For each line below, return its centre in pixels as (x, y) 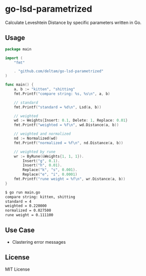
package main (18, 49)
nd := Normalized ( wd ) (36, 138)
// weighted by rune (35, 152)
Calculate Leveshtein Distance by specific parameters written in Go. (73, 22)
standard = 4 (18, 201)
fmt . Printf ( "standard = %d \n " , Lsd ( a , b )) (58, 107)
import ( (14, 58)
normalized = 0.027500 (28, 211)
